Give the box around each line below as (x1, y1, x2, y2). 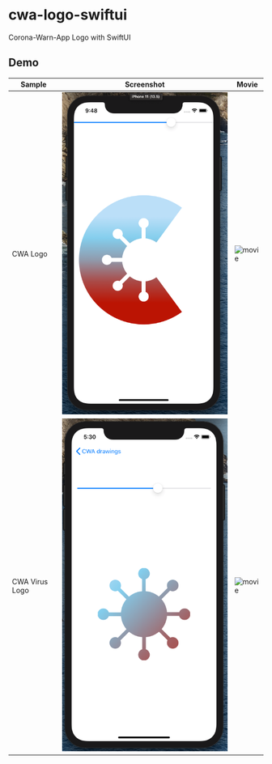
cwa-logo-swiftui (8, 6, 128, 24)
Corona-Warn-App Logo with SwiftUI (8, 32, 131, 42)
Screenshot (125, 79, 165, 90)
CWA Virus (11, 576, 49, 586)
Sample (20, 79, 47, 90)
